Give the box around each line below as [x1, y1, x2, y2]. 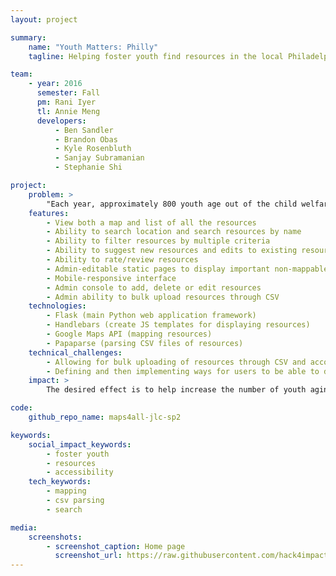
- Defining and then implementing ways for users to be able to [46, 366, 320, 376]
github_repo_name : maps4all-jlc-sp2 [28, 412, 182, 422]
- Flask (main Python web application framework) [46, 311, 257, 321]
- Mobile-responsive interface [46, 273, 177, 283]
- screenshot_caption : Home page [46, 541, 186, 551]
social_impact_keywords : [28, 439, 132, 450]
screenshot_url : [54, 551, 123, 561]
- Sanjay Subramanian [54, 153, 145, 163]
